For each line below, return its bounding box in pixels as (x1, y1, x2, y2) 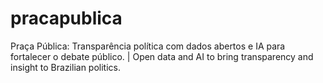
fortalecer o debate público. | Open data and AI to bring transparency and (10, 50, 314, 62)
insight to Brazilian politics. (10, 61, 122, 73)
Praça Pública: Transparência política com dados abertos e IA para (10, 40, 286, 52)
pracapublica (10, 7, 123, 30)
